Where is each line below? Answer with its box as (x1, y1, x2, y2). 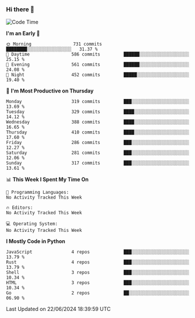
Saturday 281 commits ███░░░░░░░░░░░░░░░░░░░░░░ (6, 150, 190, 156)
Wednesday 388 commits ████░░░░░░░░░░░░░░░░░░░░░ (6, 119, 190, 125)
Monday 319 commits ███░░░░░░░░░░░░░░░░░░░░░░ (6, 99, 190, 105)
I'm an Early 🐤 (6, 30, 40, 37)
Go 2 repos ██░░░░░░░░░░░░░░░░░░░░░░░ (6, 290, 190, 296)
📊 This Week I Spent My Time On (6, 176, 89, 183)
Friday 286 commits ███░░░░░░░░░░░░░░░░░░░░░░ (6, 140, 190, 146)
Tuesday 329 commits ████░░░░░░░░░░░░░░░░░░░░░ (6, 109, 190, 115)
